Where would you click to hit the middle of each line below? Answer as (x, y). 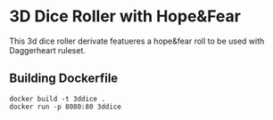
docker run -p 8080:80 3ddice (66, 107)
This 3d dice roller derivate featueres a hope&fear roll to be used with (137, 41)
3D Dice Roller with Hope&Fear (125, 16)
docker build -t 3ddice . (57, 99)
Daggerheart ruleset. (48, 50)
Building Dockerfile (64, 79)
